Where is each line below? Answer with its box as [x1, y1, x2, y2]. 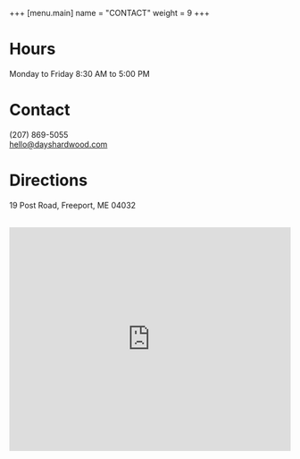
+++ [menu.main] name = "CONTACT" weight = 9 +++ [9, 8, 210, 18]
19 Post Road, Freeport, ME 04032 [9, 200, 137, 210]
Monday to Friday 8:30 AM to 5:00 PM [9, 68, 150, 79]
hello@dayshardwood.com [9, 139, 108, 149]
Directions [9, 170, 87, 191]
